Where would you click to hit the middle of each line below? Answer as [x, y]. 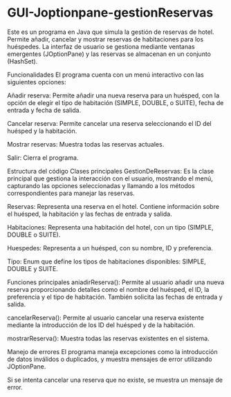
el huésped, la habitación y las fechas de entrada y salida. [90, 214]
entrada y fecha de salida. [44, 110]
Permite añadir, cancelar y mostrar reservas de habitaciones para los [105, 39]
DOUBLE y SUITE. [33, 268]
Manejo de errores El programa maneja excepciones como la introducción [112, 351]
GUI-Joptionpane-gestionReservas [110, 13]
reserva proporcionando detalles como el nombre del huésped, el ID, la [108, 289]
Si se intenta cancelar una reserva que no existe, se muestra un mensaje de [115, 380]
